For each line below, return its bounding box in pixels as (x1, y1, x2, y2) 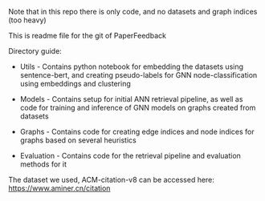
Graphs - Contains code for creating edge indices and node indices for (19, 127, 255, 136)
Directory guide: (8, 46, 62, 55)
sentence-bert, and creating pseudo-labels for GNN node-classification (19, 70, 258, 79)
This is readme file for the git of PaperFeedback (8, 31, 167, 40)
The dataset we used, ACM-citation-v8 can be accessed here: (8, 175, 215, 184)
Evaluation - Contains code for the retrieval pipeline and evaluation (19, 151, 241, 160)
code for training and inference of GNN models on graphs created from (19, 103, 256, 112)
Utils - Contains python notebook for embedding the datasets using (19, 62, 243, 71)
